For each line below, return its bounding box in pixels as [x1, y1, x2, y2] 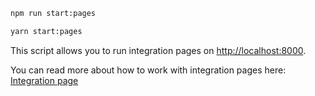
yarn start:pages [10, 26, 83, 36]
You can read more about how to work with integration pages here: [10, 64, 287, 76]
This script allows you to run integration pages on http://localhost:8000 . [10, 44, 307, 56]
